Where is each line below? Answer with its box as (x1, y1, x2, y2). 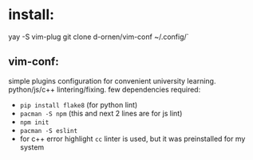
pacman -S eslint (19, 127, 78, 135)
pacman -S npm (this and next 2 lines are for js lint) (19, 108, 183, 118)
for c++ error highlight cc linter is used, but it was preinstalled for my (19, 134, 246, 143)
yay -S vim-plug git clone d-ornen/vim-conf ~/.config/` (8, 32, 189, 41)
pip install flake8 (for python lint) (19, 100, 138, 109)
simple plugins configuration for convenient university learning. (8, 76, 216, 85)
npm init (19, 118, 49, 127)
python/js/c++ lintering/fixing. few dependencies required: (8, 84, 201, 94)
